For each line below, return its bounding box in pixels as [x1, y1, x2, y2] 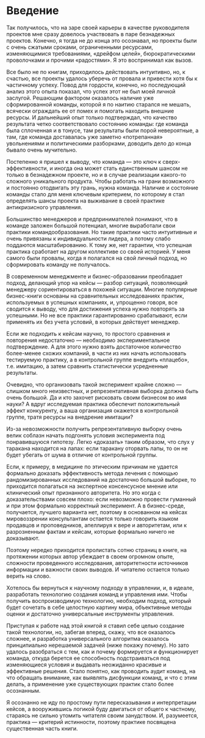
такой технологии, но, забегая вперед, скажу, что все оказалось [6, 628, 176, 636]
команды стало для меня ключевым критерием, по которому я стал [6, 190, 185, 197]
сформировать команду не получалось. [6, 260, 111, 268]
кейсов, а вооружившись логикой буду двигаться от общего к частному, [6, 705, 196, 712]
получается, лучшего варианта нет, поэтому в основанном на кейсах [6, 508, 188, 515]
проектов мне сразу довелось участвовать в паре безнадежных [6, 30, 175, 37]
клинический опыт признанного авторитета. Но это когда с [6, 489, 161, 496]
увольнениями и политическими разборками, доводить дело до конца [6, 139, 192, 147]
